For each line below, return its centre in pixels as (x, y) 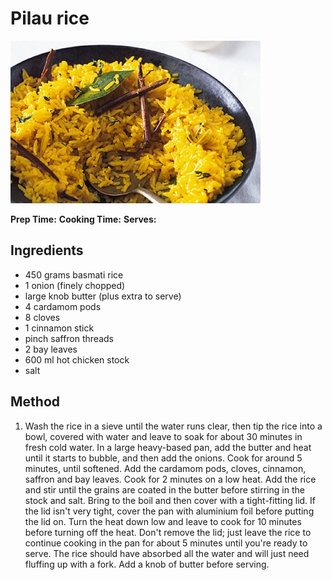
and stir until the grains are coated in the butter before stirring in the (164, 489)
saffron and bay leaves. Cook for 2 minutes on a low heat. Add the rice (170, 479)
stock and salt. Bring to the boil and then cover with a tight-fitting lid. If (170, 500)
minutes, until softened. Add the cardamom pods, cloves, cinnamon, (165, 468)
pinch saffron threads (69, 338)
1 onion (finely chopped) (75, 285)
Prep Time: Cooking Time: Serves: (83, 219)
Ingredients (47, 250)
